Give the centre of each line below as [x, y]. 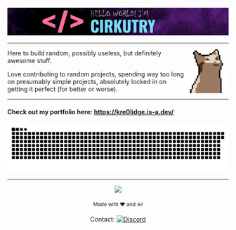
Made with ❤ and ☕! [118, 204]
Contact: [103, 219]
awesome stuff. [29, 61]
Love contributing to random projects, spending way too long [96, 74]
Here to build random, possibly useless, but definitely [84, 53]
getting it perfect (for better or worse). [63, 89]
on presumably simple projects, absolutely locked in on [87, 82]
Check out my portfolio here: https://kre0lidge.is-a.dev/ [91, 111]
